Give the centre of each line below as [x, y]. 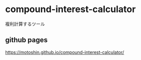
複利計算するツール [25, 24]
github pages [26, 40]
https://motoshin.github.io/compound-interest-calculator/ [65, 52]
